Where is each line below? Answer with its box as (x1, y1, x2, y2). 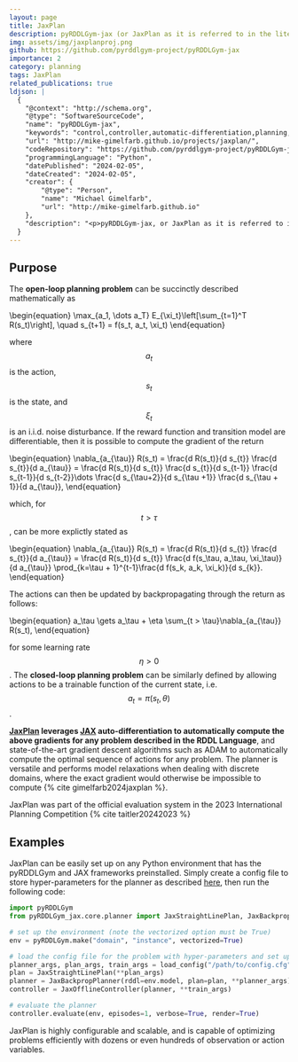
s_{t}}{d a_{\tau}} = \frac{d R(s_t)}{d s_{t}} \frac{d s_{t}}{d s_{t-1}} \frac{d (9, 462, 278, 472)
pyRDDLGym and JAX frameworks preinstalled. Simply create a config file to (9, 868, 289, 878)
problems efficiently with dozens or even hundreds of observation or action (9, 1035, 286, 1045)
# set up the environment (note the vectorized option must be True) (9, 927, 272, 936)
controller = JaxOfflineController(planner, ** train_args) (9, 985, 232, 994)
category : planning (9, 63, 82, 72)
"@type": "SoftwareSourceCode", (25, 112, 145, 121)
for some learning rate (9, 642, 90, 652)
